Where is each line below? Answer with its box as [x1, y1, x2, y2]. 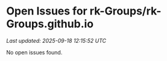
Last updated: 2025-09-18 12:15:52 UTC [6, 37, 107, 44]
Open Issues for [6, 4, 87, 18]
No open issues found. [6, 48, 63, 56]
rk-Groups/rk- [89, 4, 162, 18]
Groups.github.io [6, 17, 94, 31]
